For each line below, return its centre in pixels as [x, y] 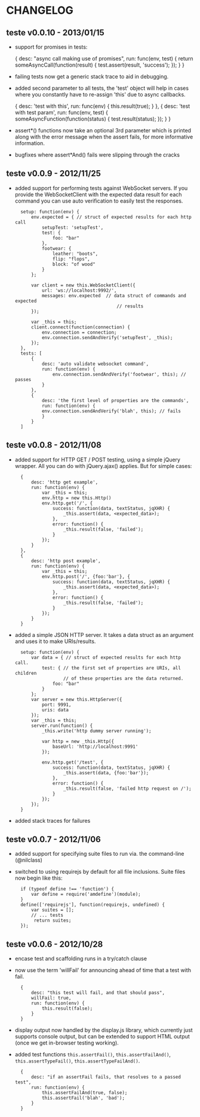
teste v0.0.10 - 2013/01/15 [55, 33]
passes [23, 379]
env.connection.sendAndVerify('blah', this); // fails [111, 411]
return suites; [53, 920]
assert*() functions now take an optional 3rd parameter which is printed [103, 130]
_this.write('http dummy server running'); [96, 731]
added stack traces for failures [53, 820]
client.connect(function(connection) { [80, 327]
